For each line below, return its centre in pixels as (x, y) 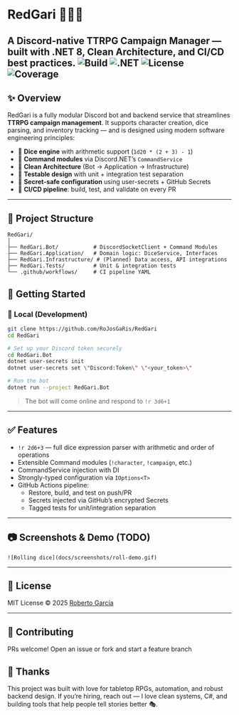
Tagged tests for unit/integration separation (92, 507)
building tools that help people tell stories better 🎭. (83, 704)
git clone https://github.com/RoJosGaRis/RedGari (83, 329)
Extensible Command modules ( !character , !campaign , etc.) (105, 462)
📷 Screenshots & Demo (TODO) (79, 538)
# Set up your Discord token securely (65, 348)
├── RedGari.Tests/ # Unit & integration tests (92, 266)
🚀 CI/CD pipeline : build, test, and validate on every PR (97, 189)
